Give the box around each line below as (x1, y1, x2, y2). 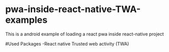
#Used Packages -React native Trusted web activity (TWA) (5, 40, 129, 46)
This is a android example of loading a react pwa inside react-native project (5, 31, 164, 37)
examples (5, 14, 47, 26)
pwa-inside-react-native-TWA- (5, 4, 141, 15)
